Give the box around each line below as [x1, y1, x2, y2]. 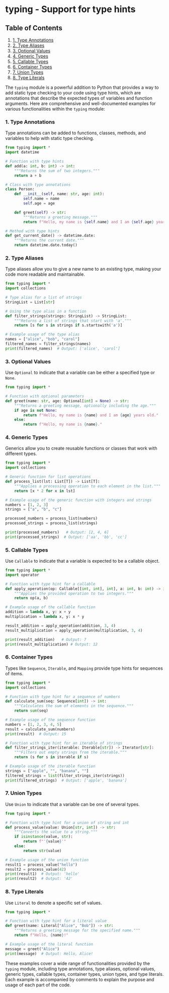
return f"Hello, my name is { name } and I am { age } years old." [23, 413, 158, 418]
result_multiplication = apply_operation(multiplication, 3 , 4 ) [5, 628, 143, 633]
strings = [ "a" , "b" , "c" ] [5, 507, 62, 512]
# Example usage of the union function [5, 857, 89, 862]
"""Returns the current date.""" [14, 238, 84, 243]
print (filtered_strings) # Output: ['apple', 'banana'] [5, 778, 127, 783]
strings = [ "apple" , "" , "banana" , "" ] [5, 768, 89, 773]
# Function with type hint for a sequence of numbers [5, 694, 121, 699]
